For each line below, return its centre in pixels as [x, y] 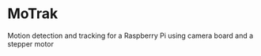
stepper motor [31, 43]
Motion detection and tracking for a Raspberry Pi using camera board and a [130, 35]
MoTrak [33, 14]
